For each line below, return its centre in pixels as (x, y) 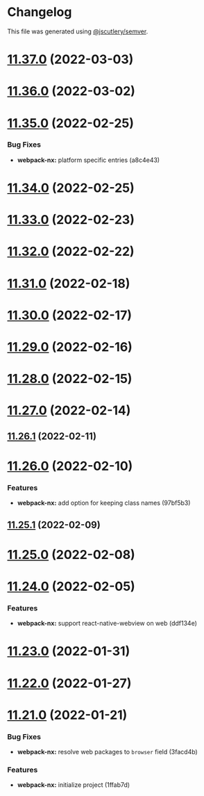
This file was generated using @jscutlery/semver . (78, 31)
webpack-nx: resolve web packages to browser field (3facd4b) (107, 752)
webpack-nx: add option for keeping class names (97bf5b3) (104, 503)
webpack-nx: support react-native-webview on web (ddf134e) (107, 624)
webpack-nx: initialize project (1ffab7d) (74, 785)
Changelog (40, 12)
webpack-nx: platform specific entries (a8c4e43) (88, 160)
